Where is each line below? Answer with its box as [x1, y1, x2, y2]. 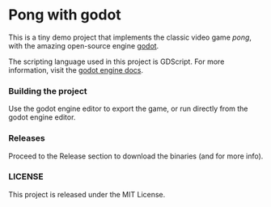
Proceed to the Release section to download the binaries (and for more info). [8, 151, 264, 161]
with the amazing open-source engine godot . [8, 40, 159, 50]
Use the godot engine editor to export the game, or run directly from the [8, 103, 248, 114]
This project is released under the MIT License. [8, 189, 166, 199]
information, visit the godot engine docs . [8, 65, 144, 74]
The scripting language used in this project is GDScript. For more [8, 57, 225, 66]
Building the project [8, 85, 87, 96]
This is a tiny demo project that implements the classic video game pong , [8, 32, 252, 42]
